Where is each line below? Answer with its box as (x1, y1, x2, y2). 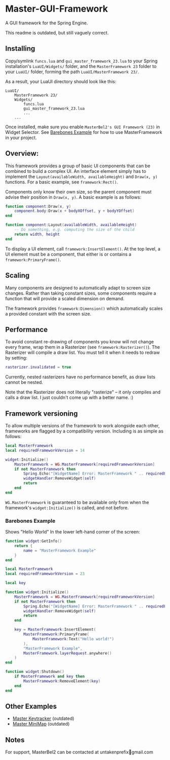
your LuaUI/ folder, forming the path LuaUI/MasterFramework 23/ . (5, 68, 139, 75)
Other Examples (5, 702, 57, 710)
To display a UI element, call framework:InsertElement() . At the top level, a (5, 245, 161, 251)
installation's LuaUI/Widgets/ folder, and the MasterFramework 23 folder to (5, 63, 157, 69)
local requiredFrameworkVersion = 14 (5, 448, 85, 453)
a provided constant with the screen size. (5, 310, 92, 317)
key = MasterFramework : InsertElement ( (14, 627, 96, 632)
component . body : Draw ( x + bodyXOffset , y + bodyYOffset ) (14, 208, 135, 213)
